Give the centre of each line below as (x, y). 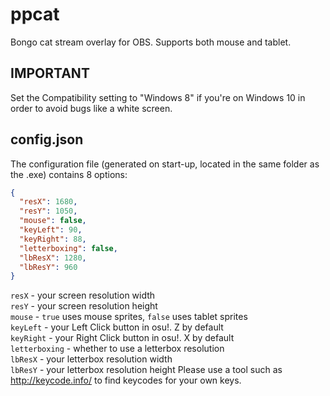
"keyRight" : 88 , (53, 239)
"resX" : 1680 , (48, 202)
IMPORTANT (50, 73)
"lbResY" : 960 (48, 267)
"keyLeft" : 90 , (51, 230)
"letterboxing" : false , (68, 248)
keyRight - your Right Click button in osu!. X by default (122, 338)
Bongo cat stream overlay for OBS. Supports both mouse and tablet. (151, 42)
